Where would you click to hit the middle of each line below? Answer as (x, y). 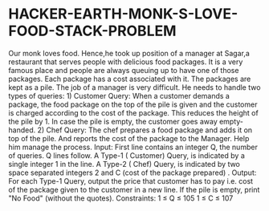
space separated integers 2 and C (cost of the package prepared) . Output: (132, 172)
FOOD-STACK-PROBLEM (92, 31)
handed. (22, 130)
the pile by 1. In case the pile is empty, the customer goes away (113, 121)
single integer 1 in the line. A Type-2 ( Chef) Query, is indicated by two (124, 164)
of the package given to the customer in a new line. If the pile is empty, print (134, 189)
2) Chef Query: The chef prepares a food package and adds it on (145, 130)
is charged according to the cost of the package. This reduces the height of (133, 112)
